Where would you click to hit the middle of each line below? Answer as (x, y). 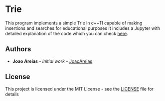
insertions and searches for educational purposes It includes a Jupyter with (83, 28)
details (12, 94)
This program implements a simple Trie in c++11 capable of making (74, 23)
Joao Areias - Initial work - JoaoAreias (52, 61)
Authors (18, 49)
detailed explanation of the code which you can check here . (67, 33)
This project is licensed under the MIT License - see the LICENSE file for (79, 89)
